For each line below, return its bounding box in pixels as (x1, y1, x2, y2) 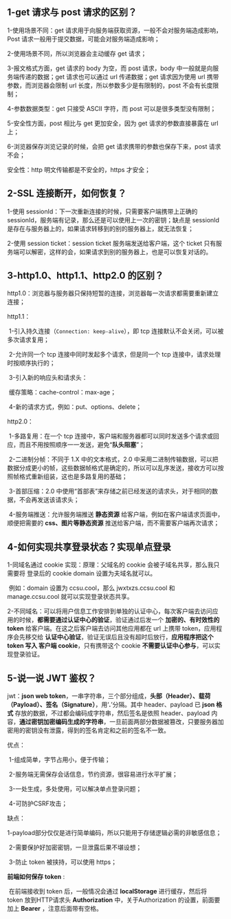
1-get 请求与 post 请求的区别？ (7, 6, 137, 19)
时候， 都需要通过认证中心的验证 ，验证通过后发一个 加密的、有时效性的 (19, 615, 220, 624)
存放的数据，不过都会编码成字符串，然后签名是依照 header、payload (14, 709, 210, 717)
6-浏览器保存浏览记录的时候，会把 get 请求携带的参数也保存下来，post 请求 (7, 142, 221, 150)
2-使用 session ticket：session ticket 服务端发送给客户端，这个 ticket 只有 (7, 239, 217, 247)
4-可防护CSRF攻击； (8, 799, 67, 807)
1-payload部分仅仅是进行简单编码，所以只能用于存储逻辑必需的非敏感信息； (7, 829, 222, 837)
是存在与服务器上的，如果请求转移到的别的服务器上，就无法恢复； (7, 224, 194, 233)
